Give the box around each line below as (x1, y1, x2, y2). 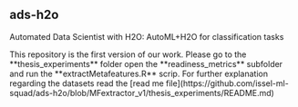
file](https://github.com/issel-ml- (165, 77, 289, 89)
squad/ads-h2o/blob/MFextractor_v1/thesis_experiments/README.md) (9, 87, 275, 98)
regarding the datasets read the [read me (9, 77, 164, 89)
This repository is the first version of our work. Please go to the (9, 49, 247, 60)
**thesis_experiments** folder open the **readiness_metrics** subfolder (9, 58, 283, 69)
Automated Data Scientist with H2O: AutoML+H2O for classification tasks (9, 31, 284, 42)
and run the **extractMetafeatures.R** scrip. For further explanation (9, 68, 269, 79)
